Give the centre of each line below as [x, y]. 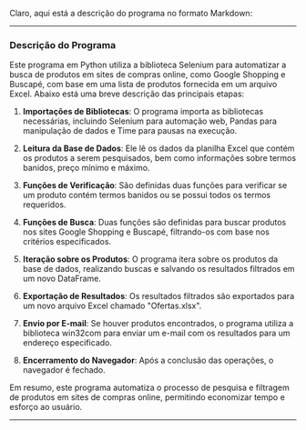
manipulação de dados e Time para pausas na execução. [130, 131]
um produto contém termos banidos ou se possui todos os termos [147, 195]
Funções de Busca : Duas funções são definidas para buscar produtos [154, 223]
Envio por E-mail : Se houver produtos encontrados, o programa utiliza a [158, 324]
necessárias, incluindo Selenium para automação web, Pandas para [150, 121]
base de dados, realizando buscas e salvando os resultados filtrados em [158, 269]
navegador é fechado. [64, 370]
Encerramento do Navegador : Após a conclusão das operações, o [148, 360]
